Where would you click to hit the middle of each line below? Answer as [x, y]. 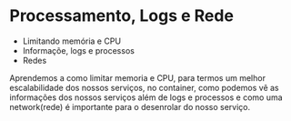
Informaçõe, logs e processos [78, 50]
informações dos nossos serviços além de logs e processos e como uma [146, 97]
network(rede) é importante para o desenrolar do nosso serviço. [130, 106]
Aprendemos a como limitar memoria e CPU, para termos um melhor [138, 77]
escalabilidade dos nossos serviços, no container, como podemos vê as [144, 87]
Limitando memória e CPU [71, 41]
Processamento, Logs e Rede [122, 16]
